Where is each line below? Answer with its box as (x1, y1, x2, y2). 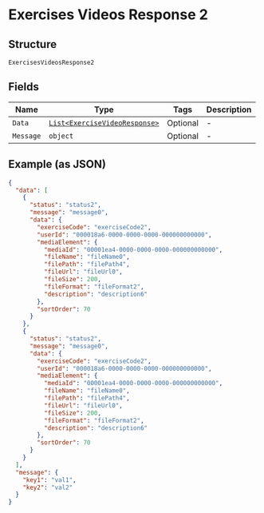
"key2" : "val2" (22, 483, 73, 491)
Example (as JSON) (8, 157, 106, 171)
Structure (8, 38, 57, 51)
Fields (8, 80, 40, 93)
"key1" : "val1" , (22, 475, 77, 484)
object (49, 131, 74, 141)
